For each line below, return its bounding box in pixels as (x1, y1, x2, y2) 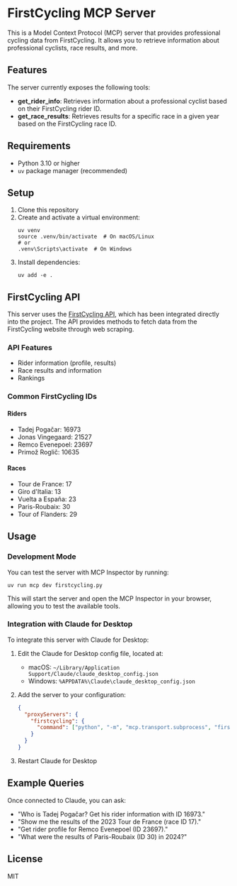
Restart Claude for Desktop (17, 756, 98, 765)
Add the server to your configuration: (17, 690, 126, 699)
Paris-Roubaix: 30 (17, 502, 71, 510)
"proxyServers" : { (24, 711, 79, 718)
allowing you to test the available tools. (7, 601, 120, 610)
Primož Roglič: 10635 (17, 447, 80, 456)
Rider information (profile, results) (17, 359, 117, 367)
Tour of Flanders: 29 (17, 510, 78, 518)
